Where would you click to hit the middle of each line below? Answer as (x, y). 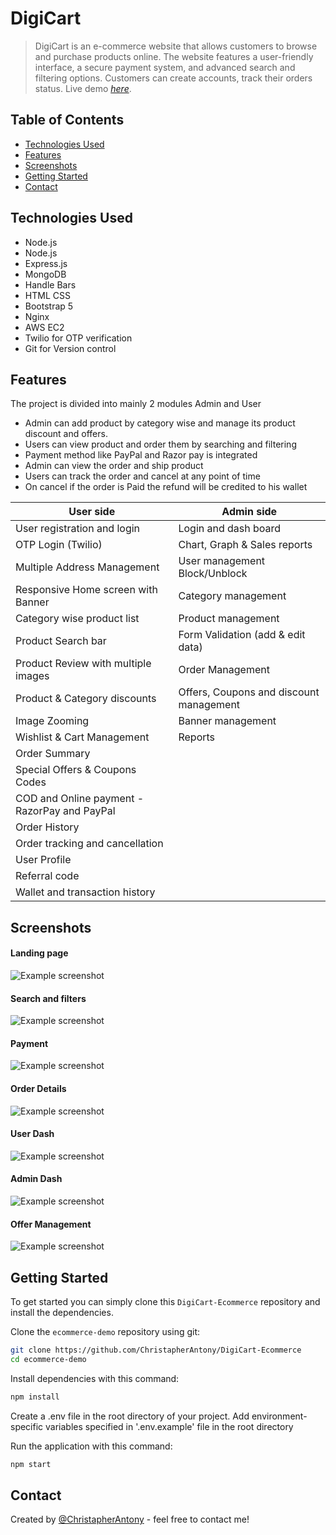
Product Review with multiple (83, 664)
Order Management (224, 670)
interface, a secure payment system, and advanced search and (165, 67)
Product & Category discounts (86, 699)
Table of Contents (67, 120)
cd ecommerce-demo (48, 1359)
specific (27, 1426)
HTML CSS (47, 295)
